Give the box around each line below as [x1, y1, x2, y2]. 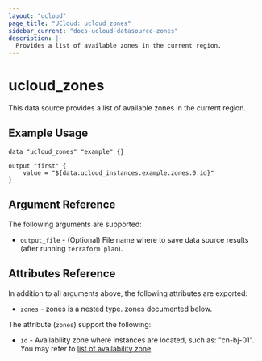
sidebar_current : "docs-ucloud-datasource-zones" [8, 27, 179, 35]
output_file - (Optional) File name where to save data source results [19, 234, 249, 244]
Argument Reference [8, 198, 116, 212]
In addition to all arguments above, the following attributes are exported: [8, 288, 248, 298]
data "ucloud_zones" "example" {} [8, 147, 125, 156]
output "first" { [8, 162, 67, 170]
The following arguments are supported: [8, 219, 143, 229]
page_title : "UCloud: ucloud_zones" [8, 19, 131, 27]
